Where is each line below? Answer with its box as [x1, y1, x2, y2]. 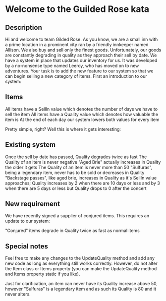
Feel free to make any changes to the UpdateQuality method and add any [5, 255, 155, 261]
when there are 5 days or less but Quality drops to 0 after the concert [5, 185, 147, 191]
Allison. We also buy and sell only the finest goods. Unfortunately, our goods [5, 47, 162, 53]
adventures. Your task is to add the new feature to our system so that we [5, 68, 154, 74]
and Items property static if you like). [5, 271, 80, 277]
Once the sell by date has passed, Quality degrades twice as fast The [5, 154, 147, 160]
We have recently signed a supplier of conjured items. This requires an [5, 213, 150, 219]
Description [5, 23, 42, 32]
